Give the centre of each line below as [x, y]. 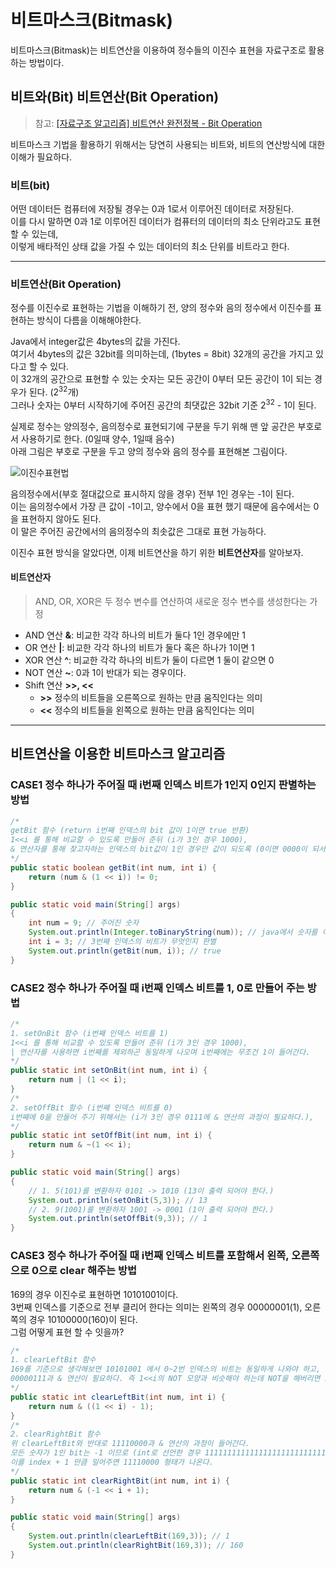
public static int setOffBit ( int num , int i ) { [111, 1136]
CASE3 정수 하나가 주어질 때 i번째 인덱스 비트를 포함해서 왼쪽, [150, 1256]
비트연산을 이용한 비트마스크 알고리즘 [118, 754]
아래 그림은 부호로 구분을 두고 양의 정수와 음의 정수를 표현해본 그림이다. [149, 451]
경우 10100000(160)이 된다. [83, 1319]
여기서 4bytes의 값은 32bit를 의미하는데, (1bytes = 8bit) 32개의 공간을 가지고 [162, 354]
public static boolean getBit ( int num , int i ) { [113, 867]
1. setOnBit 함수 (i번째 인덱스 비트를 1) [89, 1033]
